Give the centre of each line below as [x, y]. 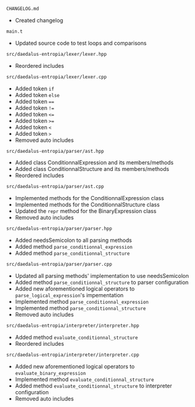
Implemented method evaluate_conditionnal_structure [84, 379]
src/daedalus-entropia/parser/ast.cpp [55, 187]
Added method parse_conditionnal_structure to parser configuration [102, 282]
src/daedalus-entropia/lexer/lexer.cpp [57, 77]
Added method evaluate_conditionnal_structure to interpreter [94, 386]
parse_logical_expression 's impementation [69, 295]
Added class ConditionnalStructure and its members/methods [92, 169]
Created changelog [39, 20]
